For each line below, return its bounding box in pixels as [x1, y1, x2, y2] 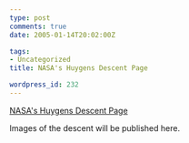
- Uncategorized [9, 56, 71, 65]
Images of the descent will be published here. [9, 122, 180, 133]
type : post [9, 13, 51, 23]
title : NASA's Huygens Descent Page [9, 64, 148, 73]
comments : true [9, 22, 67, 31]
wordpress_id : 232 [9, 80, 79, 89]
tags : [9, 46, 30, 56]
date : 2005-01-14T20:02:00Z [9, 30, 116, 39]
